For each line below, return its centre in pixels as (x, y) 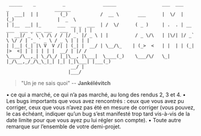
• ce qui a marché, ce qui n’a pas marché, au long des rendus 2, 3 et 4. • (96, 95)
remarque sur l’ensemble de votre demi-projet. (64, 126)
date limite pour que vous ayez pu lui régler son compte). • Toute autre (94, 120)
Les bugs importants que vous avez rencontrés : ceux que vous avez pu (95, 101)
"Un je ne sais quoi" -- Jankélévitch (66, 83)
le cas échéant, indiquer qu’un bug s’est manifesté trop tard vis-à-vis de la (98, 114)
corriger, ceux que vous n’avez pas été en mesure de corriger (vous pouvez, (100, 107)
